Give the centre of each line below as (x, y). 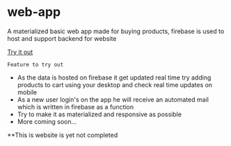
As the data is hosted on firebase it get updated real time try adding (114, 77)
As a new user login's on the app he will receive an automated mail (113, 99)
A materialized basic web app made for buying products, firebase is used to (116, 31)
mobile (27, 92)
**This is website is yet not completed (63, 135)
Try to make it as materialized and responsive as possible (99, 114)
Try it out (20, 52)
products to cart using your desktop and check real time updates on (115, 84)
